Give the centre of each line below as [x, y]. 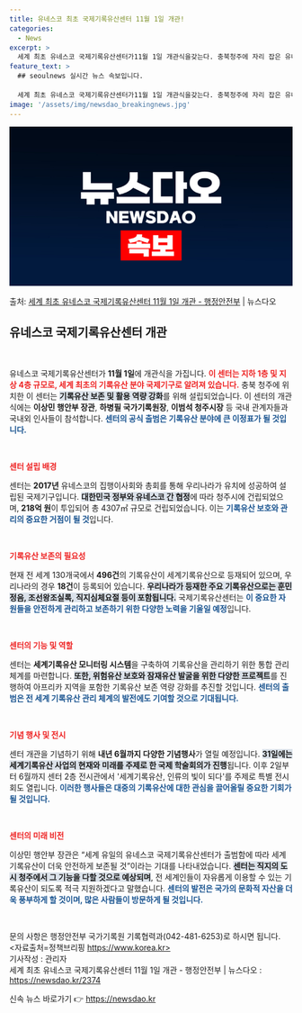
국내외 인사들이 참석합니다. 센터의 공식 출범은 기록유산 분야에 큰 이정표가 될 [140, 418]
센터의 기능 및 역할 [41, 645]
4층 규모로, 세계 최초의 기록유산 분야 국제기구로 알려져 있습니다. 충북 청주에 [149, 384]
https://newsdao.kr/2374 [55, 980]
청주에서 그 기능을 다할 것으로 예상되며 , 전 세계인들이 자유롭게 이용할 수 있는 [151, 877]
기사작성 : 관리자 [38, 958]
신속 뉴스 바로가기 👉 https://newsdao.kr [83, 999]
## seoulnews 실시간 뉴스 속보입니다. [80, 77]
